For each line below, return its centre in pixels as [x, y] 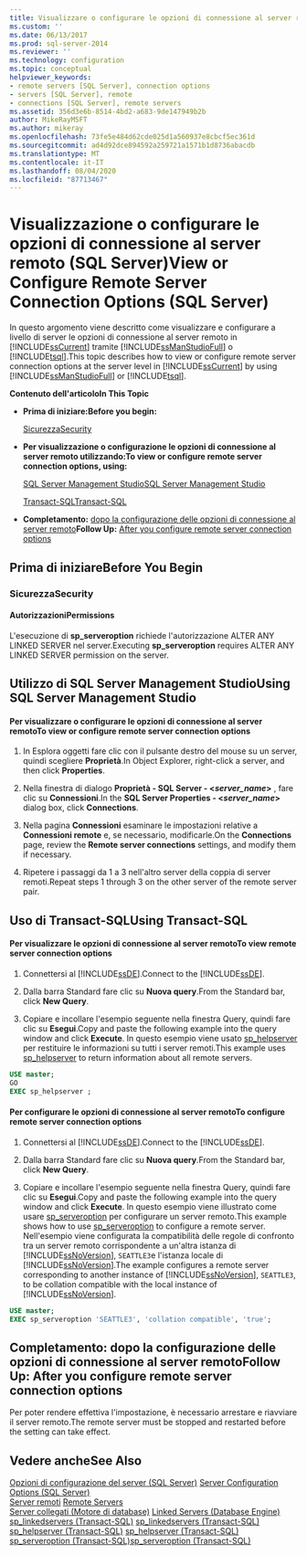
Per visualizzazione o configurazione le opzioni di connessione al [149, 447]
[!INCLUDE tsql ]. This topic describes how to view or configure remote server [153, 356]
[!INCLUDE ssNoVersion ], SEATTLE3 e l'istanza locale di [123, 1255]
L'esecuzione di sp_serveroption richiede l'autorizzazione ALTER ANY [142, 635]
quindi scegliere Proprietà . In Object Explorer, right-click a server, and [153, 761]
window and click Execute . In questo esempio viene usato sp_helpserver [160, 1038]
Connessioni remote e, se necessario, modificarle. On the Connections [157, 835]
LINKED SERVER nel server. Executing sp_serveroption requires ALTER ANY [152, 645]
